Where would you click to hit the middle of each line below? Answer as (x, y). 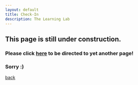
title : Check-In (22, 14)
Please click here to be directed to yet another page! (69, 53)
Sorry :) (14, 67)
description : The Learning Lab (37, 19)
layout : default (22, 10)
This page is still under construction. (63, 39)
